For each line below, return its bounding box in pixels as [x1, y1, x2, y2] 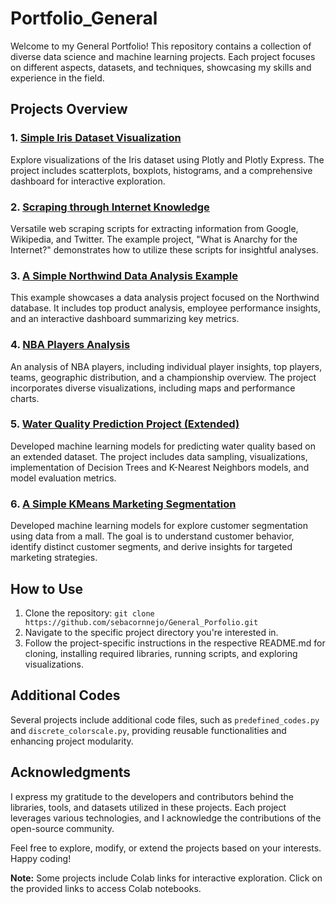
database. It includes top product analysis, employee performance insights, [10, 302, 322, 314]
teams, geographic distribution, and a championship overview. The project [10, 371, 317, 383]
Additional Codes [10, 687, 121, 704]
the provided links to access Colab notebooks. [10, 882, 202, 894]
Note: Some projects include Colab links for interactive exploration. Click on [10, 872, 323, 884]
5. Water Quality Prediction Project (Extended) [10, 417, 240, 431]
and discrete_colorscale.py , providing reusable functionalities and [10, 724, 287, 736]
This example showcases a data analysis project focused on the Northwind [10, 292, 320, 304]
